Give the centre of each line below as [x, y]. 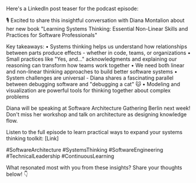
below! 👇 [17, 174]
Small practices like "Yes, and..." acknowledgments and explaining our [92, 59]
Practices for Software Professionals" [52, 35]
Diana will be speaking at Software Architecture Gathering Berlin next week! [98, 108]
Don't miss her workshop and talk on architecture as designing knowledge [97, 114]
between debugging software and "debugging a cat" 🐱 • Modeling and [93, 84]
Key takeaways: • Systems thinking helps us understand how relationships [97, 46]
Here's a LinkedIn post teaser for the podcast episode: [72, 9]
